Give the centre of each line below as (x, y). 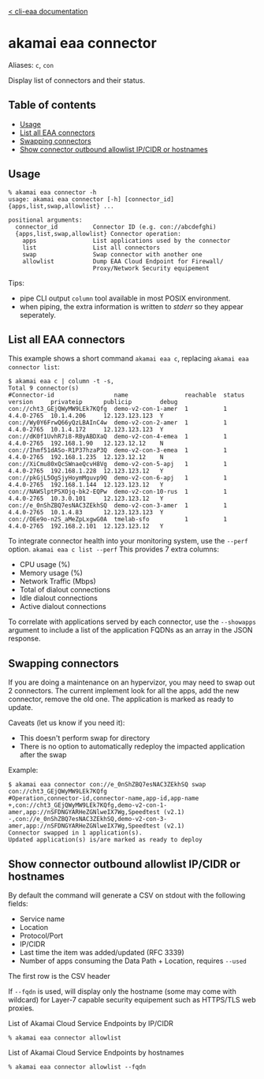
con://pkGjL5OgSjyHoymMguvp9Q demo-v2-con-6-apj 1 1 (117, 478)
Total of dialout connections (65, 590)
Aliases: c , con (31, 65)
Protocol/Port (41, 935)
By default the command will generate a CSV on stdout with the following (127, 895)
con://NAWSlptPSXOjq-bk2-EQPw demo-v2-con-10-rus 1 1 (117, 492)
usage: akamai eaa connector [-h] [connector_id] (91, 199)
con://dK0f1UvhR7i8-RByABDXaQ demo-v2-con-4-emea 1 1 (117, 437)
